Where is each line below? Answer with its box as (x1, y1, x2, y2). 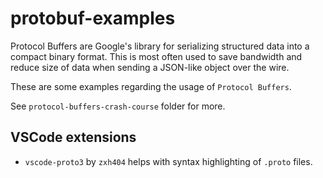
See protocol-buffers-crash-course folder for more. (10, 100, 226, 112)
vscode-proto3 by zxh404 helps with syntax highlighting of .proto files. (24, 155, 313, 167)
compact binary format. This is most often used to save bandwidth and (10, 50, 303, 62)
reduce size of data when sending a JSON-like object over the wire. (10, 61, 290, 73)
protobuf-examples (10, 7, 176, 30)
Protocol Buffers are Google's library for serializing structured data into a (10, 40, 310, 52)
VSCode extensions (10, 129, 137, 146)
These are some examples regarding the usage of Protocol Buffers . (10, 80, 292, 92)
